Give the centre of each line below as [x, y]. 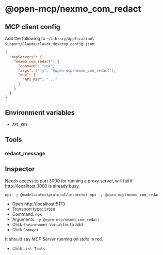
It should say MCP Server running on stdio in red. [54, 239]
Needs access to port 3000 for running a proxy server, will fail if [69, 181]
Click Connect [25, 230]
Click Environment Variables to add [48, 224]
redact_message [25, 153]
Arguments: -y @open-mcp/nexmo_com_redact [56, 220]
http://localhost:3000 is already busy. [42, 186]
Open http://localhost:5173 [39, 204]
